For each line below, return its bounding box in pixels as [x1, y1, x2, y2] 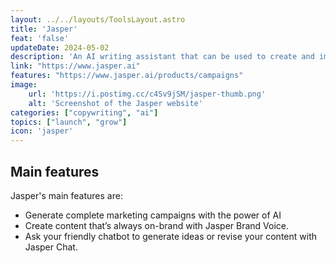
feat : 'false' [10, 33, 70, 43]
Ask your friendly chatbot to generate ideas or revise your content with [24, 230, 317, 242]
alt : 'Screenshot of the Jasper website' [28, 98, 203, 108]
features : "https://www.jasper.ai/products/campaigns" [10, 71, 244, 81]
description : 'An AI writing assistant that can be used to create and [10, 52, 315, 62]
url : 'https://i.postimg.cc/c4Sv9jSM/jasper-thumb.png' [28, 89, 267, 99]
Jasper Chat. [24, 241, 78, 253]
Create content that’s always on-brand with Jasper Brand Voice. [24, 219, 290, 231]
